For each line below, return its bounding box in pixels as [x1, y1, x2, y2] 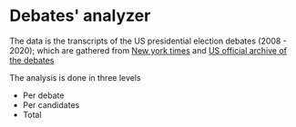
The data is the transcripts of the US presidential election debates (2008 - [9, 35, 287, 46]
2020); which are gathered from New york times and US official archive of [9, 44, 288, 55]
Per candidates [22, 99, 80, 110]
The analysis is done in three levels [9, 72, 141, 83]
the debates [9, 54, 55, 65]
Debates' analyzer [9, 5, 151, 26]
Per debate [22, 90, 65, 101]
